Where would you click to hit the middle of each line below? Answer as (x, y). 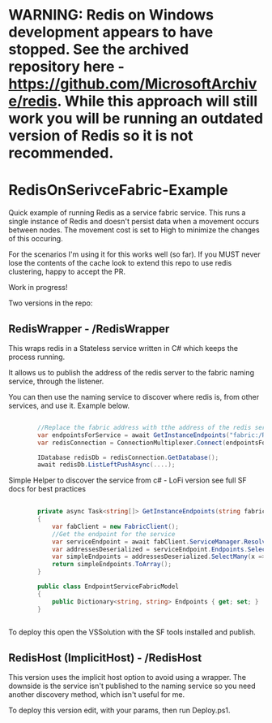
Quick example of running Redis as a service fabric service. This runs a (127, 213)
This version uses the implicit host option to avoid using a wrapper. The (127, 678)
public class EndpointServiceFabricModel (108, 587)
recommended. (61, 153)
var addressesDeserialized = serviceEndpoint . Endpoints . (150, 549)
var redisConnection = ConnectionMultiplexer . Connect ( (132, 443)
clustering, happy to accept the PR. (67, 272)
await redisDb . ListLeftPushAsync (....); (106, 465)
